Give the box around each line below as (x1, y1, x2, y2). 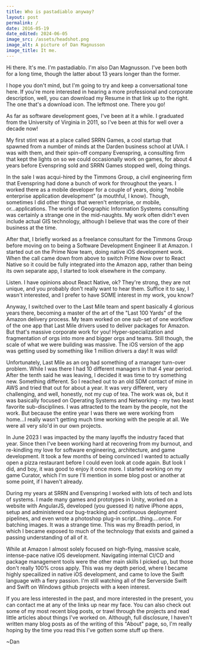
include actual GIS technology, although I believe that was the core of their (6, 217, 189, 225)
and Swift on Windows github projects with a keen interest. (6, 583, 151, 590)
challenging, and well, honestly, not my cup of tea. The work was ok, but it (6, 390, 189, 397)
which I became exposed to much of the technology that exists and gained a (6, 527, 193, 534)
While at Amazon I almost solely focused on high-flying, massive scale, (6, 545, 181, 552)
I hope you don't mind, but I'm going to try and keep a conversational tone (6, 82, 188, 89)
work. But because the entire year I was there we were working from (6, 409, 174, 416)
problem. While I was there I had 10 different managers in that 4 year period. (6, 365, 193, 372)
